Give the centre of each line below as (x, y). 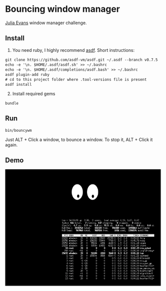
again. (12, 145)
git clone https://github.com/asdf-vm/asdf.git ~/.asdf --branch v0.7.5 (82, 60)
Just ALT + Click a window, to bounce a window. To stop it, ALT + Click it (79, 140)
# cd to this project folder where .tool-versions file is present (76, 79)
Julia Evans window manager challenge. (46, 23)
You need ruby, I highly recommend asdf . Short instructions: (73, 50)
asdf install (19, 84)
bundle (12, 103)
